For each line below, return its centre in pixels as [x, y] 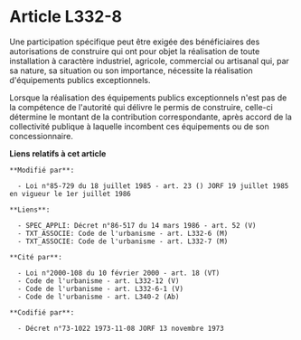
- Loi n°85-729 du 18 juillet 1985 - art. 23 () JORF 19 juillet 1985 [153, 186]
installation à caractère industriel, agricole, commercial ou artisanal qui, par [149, 61]
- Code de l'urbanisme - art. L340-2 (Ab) [99, 297]
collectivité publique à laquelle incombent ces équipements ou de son [139, 126]
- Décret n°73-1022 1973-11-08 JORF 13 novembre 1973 [121, 328]
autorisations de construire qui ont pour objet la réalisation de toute [135, 51]
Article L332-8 [66, 17]
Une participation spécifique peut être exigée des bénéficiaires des [135, 42]
